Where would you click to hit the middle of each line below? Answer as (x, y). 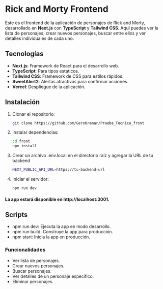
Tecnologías (24, 54)
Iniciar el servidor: (30, 179)
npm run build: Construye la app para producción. (63, 232)
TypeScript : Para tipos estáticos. (46, 71)
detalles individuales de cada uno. (40, 38)
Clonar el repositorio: (33, 114)
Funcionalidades (25, 250)
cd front (21, 141)
